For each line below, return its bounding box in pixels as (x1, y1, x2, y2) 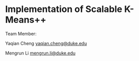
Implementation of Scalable (5, 3, 122, 15)
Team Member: (5, 30, 37, 36)
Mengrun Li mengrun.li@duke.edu (5, 50, 76, 56)
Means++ (5, 14, 47, 25)
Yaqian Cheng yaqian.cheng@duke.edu (5, 40, 87, 46)
